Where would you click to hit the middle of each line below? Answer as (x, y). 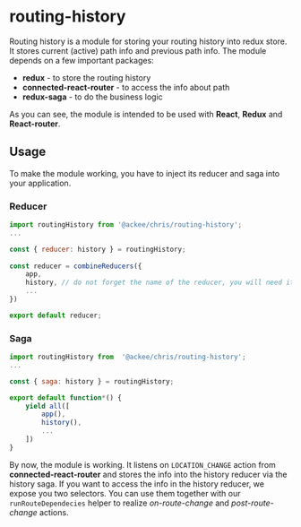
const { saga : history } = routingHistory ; (92, 381)
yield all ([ (47, 406)
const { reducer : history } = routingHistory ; (98, 249)
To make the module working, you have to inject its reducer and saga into (145, 173)
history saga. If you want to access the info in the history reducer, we (137, 484)
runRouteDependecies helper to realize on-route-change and (120, 503)
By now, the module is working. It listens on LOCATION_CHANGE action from (142, 464)
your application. (40, 183)
